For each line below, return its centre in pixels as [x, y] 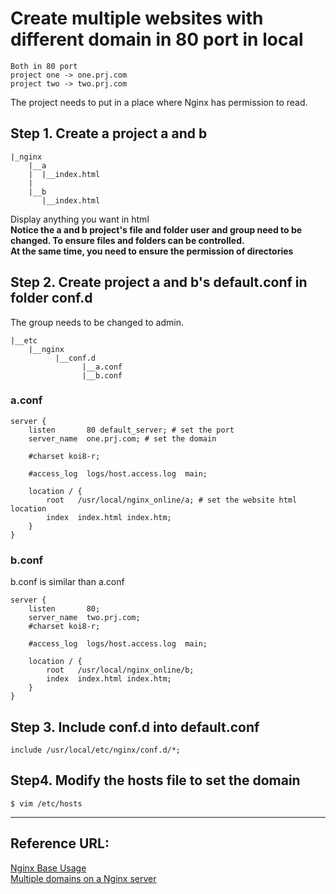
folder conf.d [51, 298]
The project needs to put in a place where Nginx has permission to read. [159, 102]
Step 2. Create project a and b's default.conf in [159, 282]
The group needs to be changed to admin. [97, 322]
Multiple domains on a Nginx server [83, 878]
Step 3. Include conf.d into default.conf [135, 727]
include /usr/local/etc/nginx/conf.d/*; [96, 750]
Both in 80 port [44, 66]
